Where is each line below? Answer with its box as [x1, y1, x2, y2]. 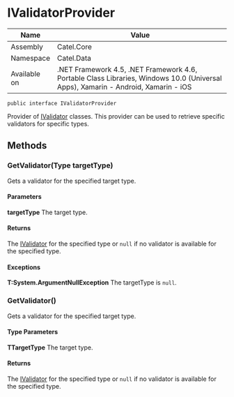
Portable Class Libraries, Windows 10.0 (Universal [56, 73, 222, 83]
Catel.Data [56, 53, 92, 63]
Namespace [10, 53, 51, 63]
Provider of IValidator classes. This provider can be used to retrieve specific [7, 112, 225, 120]
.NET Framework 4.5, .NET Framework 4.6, [56, 64, 198, 74]
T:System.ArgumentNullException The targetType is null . [7, 278, 177, 287]
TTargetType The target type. [7, 343, 93, 352]
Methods [7, 140, 47, 151]
